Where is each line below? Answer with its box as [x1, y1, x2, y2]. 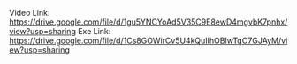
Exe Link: [78, 26, 111, 36]
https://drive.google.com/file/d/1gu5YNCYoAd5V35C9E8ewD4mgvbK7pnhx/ [9, 17, 288, 27]
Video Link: [9, 8, 50, 18]
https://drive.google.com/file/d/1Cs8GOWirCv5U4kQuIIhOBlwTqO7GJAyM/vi [9, 35, 288, 46]
